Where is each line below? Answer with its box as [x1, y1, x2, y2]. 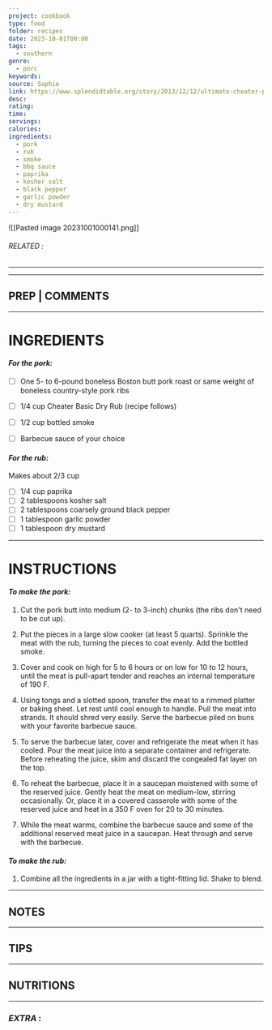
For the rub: [8, 453, 49, 462]
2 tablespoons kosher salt [19, 496, 107, 505]
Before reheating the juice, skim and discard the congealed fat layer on [19, 754, 257, 764]
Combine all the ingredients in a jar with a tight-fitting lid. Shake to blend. [19, 873, 263, 884]
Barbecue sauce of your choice [19, 434, 125, 444]
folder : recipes [8, 27, 63, 35]
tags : [8, 42, 27, 50]
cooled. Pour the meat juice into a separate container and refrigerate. [19, 745, 252, 755]
